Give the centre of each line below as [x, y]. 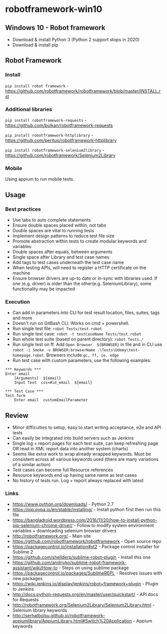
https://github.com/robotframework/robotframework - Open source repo [87, 541]
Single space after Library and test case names [61, 257]
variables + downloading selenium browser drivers [64, 531]
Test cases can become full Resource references [63, 470]
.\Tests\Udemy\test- [118, 350]
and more [22, 318]
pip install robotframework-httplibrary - [49, 135]
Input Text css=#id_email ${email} [53, 383]
